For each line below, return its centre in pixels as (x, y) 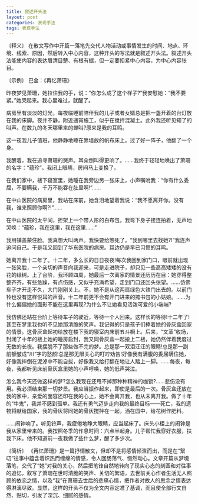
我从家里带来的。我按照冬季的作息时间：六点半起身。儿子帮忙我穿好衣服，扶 (99, 431)
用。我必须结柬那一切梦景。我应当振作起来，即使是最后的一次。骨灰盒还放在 (99, 389)
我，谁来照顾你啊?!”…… (34, 208)
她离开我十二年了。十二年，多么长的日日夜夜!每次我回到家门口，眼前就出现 (97, 260)
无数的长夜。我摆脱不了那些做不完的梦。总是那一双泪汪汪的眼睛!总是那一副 (97, 347)
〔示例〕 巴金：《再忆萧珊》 (39, 80)
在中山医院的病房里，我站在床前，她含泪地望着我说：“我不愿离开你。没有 (95, 200)
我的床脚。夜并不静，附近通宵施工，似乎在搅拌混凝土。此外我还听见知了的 (101, 120)
